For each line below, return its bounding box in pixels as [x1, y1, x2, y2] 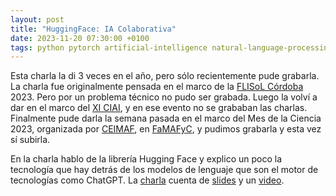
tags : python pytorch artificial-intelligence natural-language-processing [10, 42, 333, 53]
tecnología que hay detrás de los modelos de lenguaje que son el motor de [10, 164, 319, 176]
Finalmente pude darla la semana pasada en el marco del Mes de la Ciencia [10, 112, 322, 125]
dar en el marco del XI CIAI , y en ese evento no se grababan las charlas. [10, 102, 308, 114]
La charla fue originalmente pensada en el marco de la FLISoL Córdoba [10, 81, 304, 93]
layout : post [10, 14, 65, 25]
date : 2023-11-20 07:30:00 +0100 [10, 33, 150, 43]
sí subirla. [10, 134, 51, 146]
